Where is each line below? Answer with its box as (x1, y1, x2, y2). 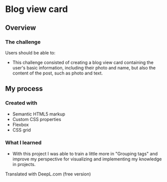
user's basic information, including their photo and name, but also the (12, 64, 156, 70)
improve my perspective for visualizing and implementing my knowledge (12, 156, 162, 162)
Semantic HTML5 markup (12, 111, 65, 117)
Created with (5, 99, 37, 106)
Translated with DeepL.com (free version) (5, 171, 91, 177)
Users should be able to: (5, 49, 56, 55)
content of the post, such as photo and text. (12, 70, 103, 76)
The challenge (5, 38, 41, 45)
